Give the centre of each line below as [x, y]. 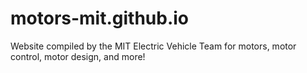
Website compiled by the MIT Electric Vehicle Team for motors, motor [153, 46]
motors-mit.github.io [100, 18]
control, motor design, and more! [78, 56]
